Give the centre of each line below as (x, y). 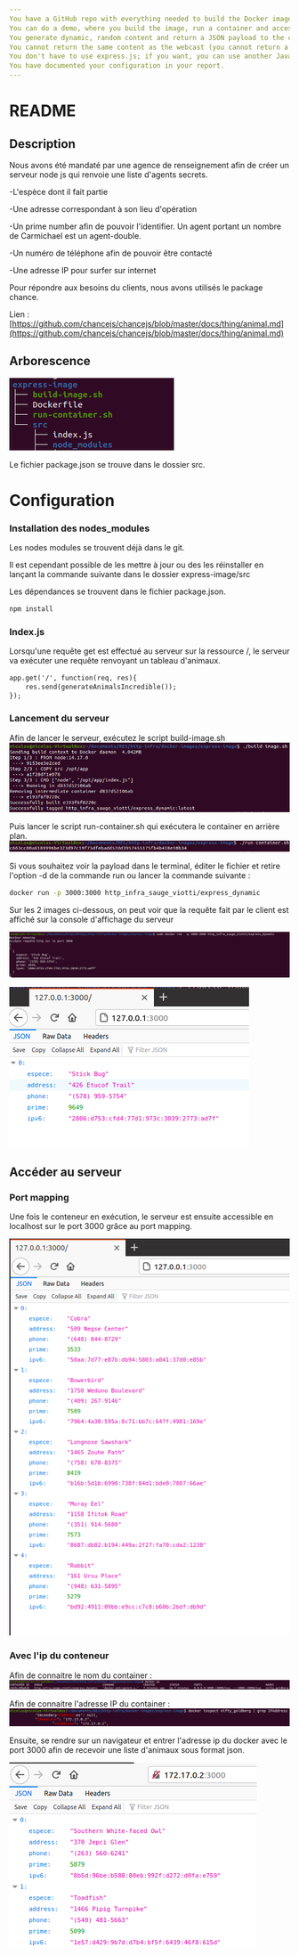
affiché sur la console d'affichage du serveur (92, 920)
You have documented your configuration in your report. (117, 66)
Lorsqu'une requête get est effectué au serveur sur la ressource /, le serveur (149, 651)
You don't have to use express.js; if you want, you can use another (141, 57)
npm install (31, 609)
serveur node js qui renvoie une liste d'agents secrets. (109, 175)
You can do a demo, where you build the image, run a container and (139, 28)
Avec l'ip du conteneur (59, 1656)
